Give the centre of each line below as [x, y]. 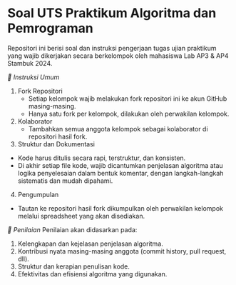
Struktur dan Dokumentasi [56, 144]
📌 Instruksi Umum [34, 77]
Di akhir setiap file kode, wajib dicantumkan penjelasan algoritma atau [120, 165]
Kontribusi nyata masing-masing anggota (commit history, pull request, [122, 251]
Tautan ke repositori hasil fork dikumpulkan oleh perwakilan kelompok [120, 208]
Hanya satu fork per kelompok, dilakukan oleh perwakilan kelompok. [129, 114]
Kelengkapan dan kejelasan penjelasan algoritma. [91, 244]
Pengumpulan [38, 194]
